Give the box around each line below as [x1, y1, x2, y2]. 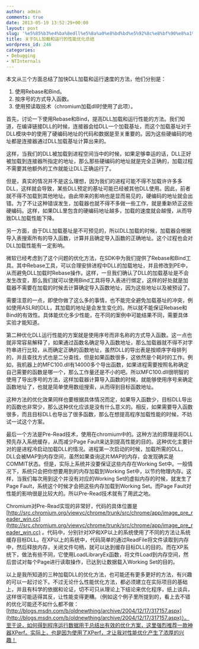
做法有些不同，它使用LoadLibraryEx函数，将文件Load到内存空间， [21, 551, 184, 558]
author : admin [6, 8, 41, 15]
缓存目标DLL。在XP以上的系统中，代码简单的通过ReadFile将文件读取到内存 [6, 536, 190, 543]
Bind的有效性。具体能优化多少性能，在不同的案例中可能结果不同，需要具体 [6, 311, 188, 319]
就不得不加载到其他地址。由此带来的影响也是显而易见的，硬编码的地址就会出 [6, 192, 193, 199]
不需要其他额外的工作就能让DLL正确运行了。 [6, 165, 114, 172]
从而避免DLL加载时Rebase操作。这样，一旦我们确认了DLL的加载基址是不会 [6, 269, 189, 276]
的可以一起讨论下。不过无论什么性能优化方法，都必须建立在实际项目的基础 [6, 578, 188, 585]
